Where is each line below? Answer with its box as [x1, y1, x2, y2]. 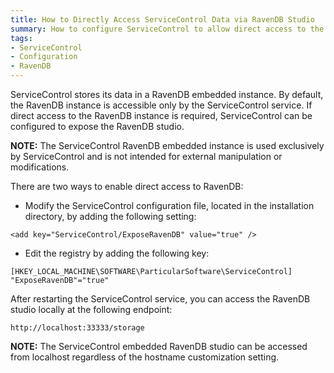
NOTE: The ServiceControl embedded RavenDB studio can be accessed [10, 341, 308, 352]
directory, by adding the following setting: [24, 211, 197, 222]
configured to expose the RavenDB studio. [10, 121, 185, 132]
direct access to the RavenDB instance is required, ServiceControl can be [10, 110, 313, 121]
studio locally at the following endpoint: [10, 304, 173, 315]
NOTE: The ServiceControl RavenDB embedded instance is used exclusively [10, 140, 325, 151]
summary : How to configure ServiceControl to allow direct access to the [10, 24, 325, 34]
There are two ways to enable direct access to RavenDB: [10, 181, 244, 192]
